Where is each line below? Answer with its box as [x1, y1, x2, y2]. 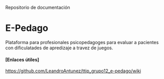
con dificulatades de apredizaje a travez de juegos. [5, 45, 114, 51]
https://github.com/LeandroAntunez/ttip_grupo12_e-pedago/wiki [5, 68, 141, 74]
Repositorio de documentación [5, 5, 70, 10]
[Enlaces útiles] [5, 56, 39, 63]
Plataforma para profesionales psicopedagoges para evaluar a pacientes [5, 39, 159, 45]
